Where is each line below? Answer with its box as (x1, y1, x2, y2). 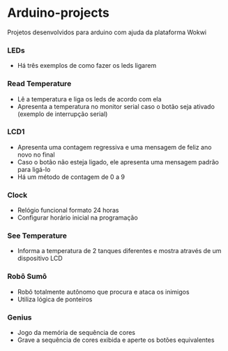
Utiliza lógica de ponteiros (17, 295, 93, 303)
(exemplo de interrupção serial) (17, 110, 108, 118)
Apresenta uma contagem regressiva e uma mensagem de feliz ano (17, 143, 212, 151)
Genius (7, 313, 32, 322)
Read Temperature (7, 79, 72, 89)
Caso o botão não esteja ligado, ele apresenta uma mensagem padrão (17, 157, 220, 166)
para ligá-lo (17, 165, 51, 173)
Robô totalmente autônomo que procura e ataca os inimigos (17, 287, 190, 296)
